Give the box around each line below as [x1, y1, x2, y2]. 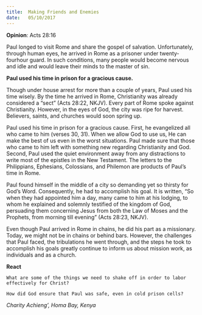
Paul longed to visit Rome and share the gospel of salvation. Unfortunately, [6, 43, 193, 51]
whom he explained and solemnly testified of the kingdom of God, [6, 200, 172, 208]
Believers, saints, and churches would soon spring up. [6, 112, 142, 119]
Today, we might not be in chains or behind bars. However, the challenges [6, 232, 192, 239]
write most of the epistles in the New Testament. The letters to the [6, 156, 172, 163]
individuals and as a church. [6, 251, 77, 258]
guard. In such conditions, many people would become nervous [29, 56, 189, 63]
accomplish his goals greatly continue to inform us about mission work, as [6, 244, 193, 252]
